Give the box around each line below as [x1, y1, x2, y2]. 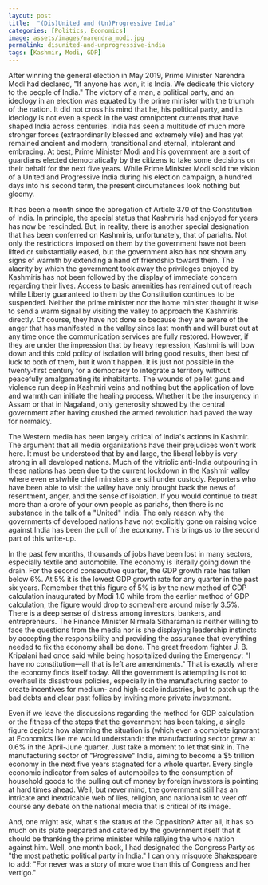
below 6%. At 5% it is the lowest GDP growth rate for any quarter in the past [8, 575, 258, 584]
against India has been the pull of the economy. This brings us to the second [8, 525, 260, 534]
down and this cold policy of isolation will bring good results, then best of [8, 348, 250, 358]
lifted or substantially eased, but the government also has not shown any [8, 247, 247, 256]
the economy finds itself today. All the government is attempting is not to [8, 667, 247, 677]
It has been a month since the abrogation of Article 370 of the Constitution [8, 205, 253, 214]
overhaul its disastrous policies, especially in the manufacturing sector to [8, 676, 249, 686]
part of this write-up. [8, 533, 77, 543]
